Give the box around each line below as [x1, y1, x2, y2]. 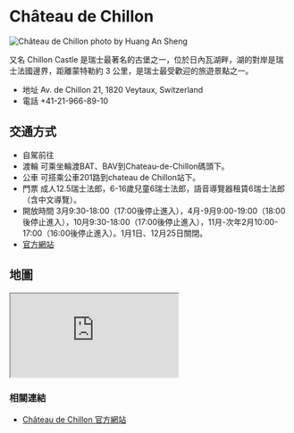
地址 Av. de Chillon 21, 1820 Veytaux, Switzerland [21, 84, 204, 95]
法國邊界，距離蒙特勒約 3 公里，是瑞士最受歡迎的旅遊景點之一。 [16, 65, 254, 76]
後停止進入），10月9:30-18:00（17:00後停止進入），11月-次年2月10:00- [21, 216, 279, 227]
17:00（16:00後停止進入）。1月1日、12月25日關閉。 [21, 228, 208, 238]
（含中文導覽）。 [21, 194, 82, 204]
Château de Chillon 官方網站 [21, 413, 127, 425]
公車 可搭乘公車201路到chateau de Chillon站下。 [21, 171, 201, 182]
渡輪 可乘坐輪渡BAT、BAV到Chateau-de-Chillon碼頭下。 [21, 161, 230, 171]
